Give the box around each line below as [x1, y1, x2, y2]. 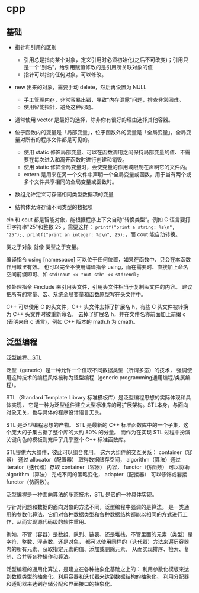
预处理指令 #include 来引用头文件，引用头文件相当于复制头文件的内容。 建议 [6, 283, 192, 290]
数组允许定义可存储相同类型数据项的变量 [14, 191, 114, 198]
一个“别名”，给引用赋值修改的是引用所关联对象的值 [28, 64, 153, 70]
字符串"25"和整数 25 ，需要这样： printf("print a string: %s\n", [11, 224, 175, 230]
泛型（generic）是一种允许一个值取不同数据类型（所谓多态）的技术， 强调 [6, 366, 187, 373]
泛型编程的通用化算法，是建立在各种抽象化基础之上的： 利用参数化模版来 [6, 565, 184, 572]
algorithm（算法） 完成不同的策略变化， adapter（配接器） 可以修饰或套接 [6, 470, 188, 478]
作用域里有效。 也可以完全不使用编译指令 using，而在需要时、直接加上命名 [6, 263, 188, 270]
